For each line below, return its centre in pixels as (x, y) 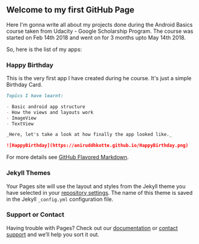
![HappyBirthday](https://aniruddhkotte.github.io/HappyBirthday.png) (97, 146)
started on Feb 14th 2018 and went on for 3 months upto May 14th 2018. (96, 37)
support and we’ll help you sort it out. (53, 234)
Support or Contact (35, 215)
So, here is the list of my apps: (44, 49)
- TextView (20, 124)
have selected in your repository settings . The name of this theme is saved (99, 192)
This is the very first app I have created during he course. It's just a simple (99, 78)
